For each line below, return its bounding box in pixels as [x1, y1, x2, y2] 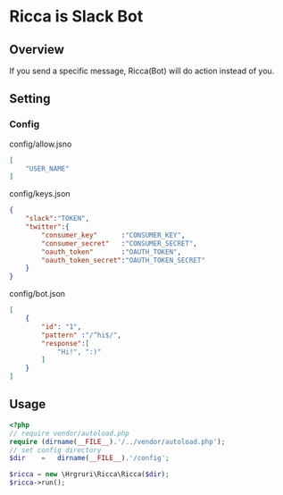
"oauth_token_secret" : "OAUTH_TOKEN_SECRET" [41, 256, 205, 264]
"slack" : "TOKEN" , [25, 214, 90, 223]
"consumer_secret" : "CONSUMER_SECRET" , [41, 239, 198, 247]
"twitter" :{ [25, 222, 70, 231]
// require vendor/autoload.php [9, 429, 129, 438]
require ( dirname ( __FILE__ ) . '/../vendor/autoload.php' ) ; [9, 437, 226, 446]
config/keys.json [9, 189, 71, 199]
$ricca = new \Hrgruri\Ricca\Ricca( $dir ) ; [9, 470, 170, 479]
